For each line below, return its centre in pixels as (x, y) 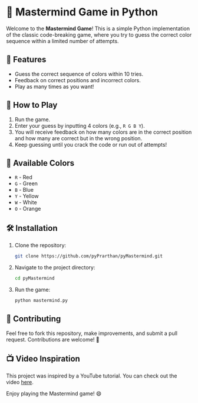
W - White (26, 202)
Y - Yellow (27, 196)
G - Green (26, 183)
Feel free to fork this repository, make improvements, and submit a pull (92, 333)
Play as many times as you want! (54, 86)
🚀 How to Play (32, 105)
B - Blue (24, 190)
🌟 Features (26, 59)
